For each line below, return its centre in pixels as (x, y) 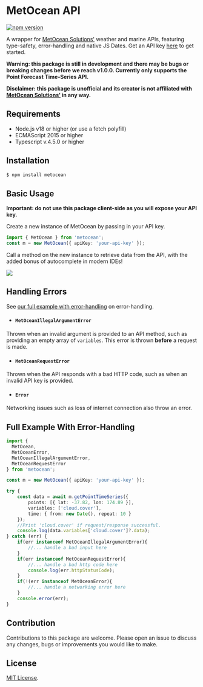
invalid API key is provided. (40, 381)
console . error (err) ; (43, 598)
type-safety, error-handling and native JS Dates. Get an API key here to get (100, 46)
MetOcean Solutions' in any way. (48, 95)
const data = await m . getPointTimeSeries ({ (73, 497)
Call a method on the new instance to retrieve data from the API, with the (97, 255)
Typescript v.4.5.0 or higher (50, 142)
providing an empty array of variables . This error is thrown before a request (101, 340)
